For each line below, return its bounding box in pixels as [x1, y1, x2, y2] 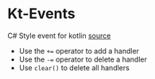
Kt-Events [7, 5, 76, 23]
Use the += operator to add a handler [18, 46, 140, 55]
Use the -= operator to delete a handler [18, 55, 148, 64]
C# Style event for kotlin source [7, 31, 111, 40]
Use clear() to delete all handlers [18, 62, 130, 72]
